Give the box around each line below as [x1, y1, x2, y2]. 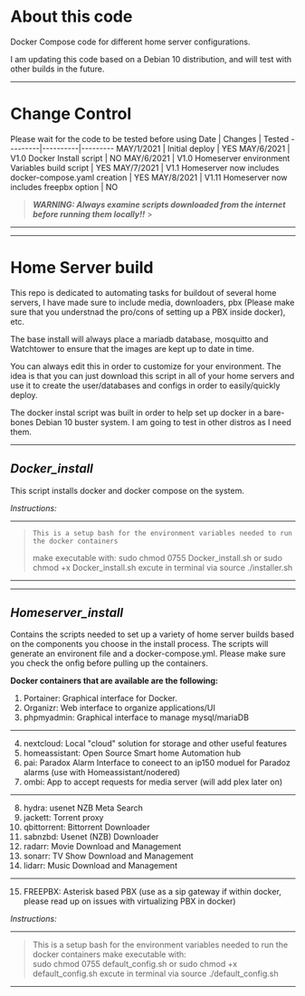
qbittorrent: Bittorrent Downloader [23, 821, 150, 833]
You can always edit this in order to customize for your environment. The [10, 360, 281, 372]
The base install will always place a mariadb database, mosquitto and [10, 333, 269, 345]
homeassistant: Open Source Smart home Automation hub [23, 748, 241, 759]
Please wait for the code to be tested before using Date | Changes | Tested [10, 133, 290, 144]
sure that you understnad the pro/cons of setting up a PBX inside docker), [10, 306, 286, 318]
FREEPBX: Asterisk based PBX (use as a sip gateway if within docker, [23, 887, 281, 897]
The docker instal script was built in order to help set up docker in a [10, 407, 262, 418]
